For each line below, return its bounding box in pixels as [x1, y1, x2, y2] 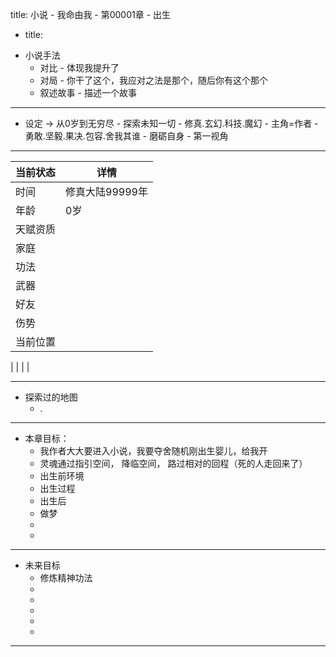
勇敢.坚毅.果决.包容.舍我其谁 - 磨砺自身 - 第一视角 [24, 130, 229, 142]
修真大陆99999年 [65, 185, 148, 198]
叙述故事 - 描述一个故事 [39, 87, 137, 98]
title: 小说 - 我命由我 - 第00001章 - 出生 [10, 9, 172, 20]
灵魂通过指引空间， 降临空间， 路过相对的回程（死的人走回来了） [39, 458, 308, 469]
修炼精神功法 [39, 572, 93, 583]
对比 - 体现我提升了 [39, 62, 120, 73]
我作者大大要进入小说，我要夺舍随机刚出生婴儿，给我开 [39, 445, 268, 457]
